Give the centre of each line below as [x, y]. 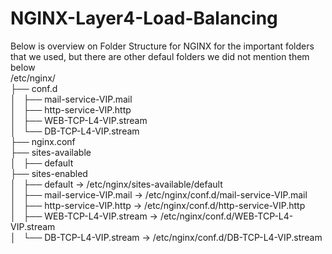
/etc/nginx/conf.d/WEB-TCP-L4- [226, 216]
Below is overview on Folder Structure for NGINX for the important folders [162, 46]
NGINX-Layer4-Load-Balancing [144, 18]
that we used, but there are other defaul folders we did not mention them [160, 56]
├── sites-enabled [49, 173]
